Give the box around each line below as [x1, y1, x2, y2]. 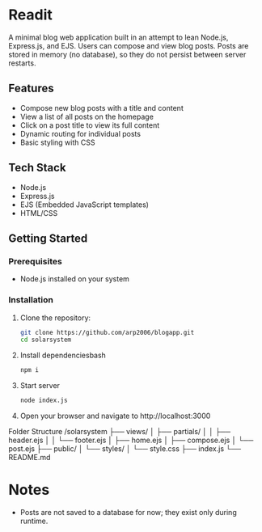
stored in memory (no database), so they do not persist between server [8, 49, 247, 59]
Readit [8, 6, 53, 24]
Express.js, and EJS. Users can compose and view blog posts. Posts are [8, 40, 249, 50]
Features [8, 82, 54, 95]
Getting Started [8, 231, 88, 245]
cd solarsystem [19, 336, 72, 344]
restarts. [8, 58, 36, 68]
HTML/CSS [19, 208, 58, 217]
